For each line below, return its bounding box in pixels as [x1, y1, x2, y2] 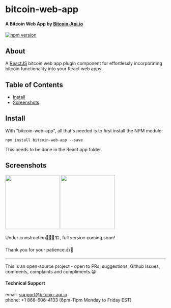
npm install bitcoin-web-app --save [5, 137, 83, 143]
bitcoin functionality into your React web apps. [5, 66, 103, 72]
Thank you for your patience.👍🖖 [5, 246, 74, 253]
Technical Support [5, 280, 45, 286]
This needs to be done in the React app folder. [5, 146, 103, 152]
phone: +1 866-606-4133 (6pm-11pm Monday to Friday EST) [5, 297, 132, 303]
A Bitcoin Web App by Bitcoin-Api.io [5, 20, 83, 26]
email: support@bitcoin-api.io [5, 291, 68, 297]
